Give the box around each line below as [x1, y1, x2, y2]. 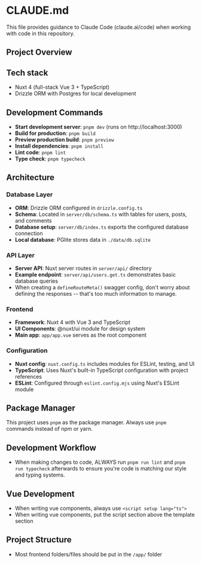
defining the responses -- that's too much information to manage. [14, 290, 177, 297]
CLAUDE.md [6, 4, 69, 17]
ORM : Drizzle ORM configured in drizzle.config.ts [14, 204, 143, 211]
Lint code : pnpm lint [14, 148, 66, 156]
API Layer [6, 251, 35, 259]
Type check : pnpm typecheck [14, 155, 86, 162]
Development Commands [6, 107, 103, 118]
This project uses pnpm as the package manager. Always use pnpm [6, 419, 166, 426]
